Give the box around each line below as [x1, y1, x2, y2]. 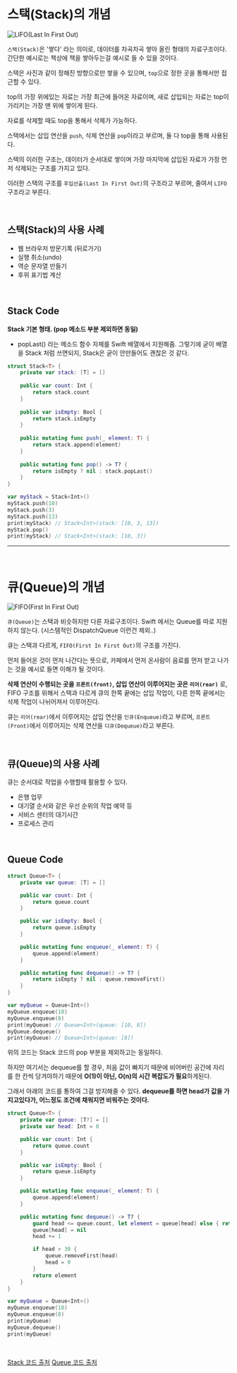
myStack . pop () [7, 526, 49, 533]
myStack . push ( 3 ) [7, 506, 55, 514]
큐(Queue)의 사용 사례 [7, 758, 100, 770]
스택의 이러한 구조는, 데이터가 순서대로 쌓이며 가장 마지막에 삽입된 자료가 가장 [7, 155, 220, 163]
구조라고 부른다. [7, 188, 51, 196]
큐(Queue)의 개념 [7, 579, 105, 595]
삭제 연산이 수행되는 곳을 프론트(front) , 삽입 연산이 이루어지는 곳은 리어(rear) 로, [7, 680, 228, 689]
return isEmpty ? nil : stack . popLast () [32, 467, 153, 475]
